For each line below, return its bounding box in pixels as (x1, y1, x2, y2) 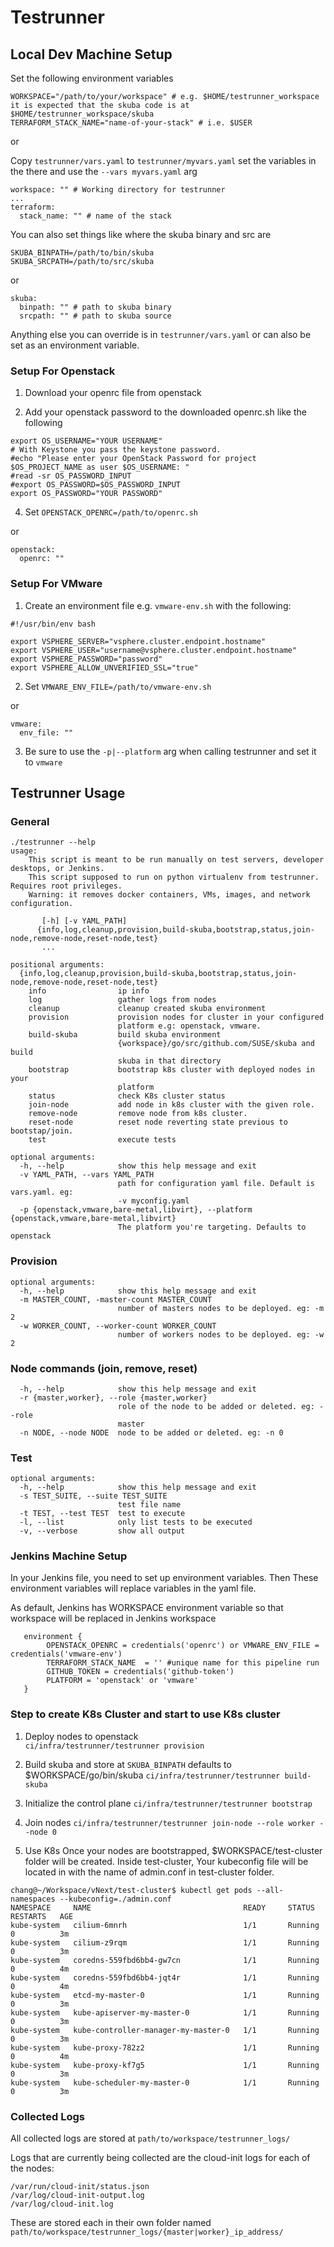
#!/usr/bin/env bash (10, 619, 97, 629)
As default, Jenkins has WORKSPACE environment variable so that (10, 1602, 284, 1614)
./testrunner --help (10, 837, 97, 848)
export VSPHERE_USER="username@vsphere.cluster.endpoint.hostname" (10, 645, 298, 655)
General (10, 814, 50, 828)
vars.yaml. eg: (10, 1187, 74, 1198)
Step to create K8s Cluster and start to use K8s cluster (10, 1707, 281, 1721)
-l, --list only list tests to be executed (19, 1517, 253, 1528)
